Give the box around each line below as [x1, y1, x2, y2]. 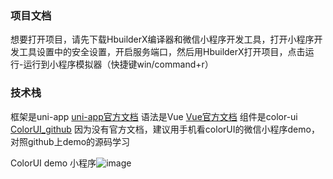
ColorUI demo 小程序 [10, 157, 97, 169]
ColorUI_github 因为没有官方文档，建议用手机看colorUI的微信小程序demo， [10, 123, 320, 135]
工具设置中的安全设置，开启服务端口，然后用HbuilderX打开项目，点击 [18, 46, 306, 58]
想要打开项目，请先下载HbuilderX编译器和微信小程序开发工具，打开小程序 [10, 33, 315, 46]
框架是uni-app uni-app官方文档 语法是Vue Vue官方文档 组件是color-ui [10, 110, 298, 122]
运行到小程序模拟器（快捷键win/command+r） [23, 58, 214, 71]
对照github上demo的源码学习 [10, 135, 131, 147]
